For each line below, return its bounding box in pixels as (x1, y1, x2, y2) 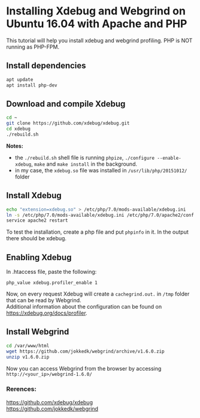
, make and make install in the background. (31, 160, 138, 168)
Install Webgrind (6, 327, 69, 337)
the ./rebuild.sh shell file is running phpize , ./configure (14, 154, 154, 161)
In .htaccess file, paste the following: (6, 268, 97, 276)
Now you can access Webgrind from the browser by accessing (6, 365, 162, 372)
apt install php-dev (6, 82, 58, 88)
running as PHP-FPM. (6, 43, 60, 50)
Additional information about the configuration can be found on (6, 303, 162, 310)
